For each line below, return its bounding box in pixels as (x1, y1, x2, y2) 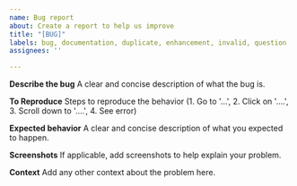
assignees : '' (9, 46, 63, 55)
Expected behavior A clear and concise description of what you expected (9, 123, 284, 134)
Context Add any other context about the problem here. (9, 167, 216, 178)
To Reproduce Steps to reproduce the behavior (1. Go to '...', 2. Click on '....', (9, 96, 289, 107)
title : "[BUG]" (9, 30, 66, 38)
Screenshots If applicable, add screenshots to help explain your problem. (9, 149, 282, 161)
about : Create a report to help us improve (9, 21, 175, 30)
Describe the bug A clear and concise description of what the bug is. (9, 79, 266, 89)
